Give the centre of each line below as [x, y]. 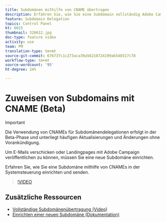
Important [15, 122]
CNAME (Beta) [35, 109]
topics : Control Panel [28, 23]
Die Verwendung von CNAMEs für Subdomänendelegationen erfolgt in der [81, 132]
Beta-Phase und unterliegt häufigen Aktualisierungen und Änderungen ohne [83, 137]
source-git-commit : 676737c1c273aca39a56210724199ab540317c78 [70, 56]
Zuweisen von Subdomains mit [70, 98]
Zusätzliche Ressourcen [43, 198]
